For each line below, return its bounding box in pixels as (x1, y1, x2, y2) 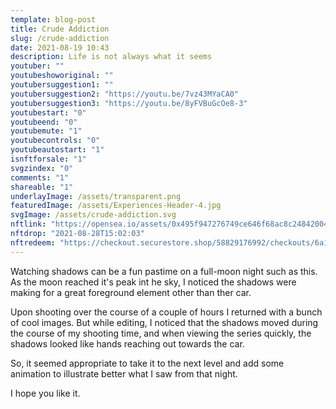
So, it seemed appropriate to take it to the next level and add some (10, 357, 285, 369)
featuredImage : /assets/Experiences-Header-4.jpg (10, 201, 222, 211)
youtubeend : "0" (10, 117, 78, 127)
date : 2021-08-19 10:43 (10, 42, 110, 53)
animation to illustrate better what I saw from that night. (10, 367, 238, 380)
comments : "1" (10, 172, 70, 183)
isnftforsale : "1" (10, 154, 87, 164)
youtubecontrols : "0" (10, 136, 101, 146)
